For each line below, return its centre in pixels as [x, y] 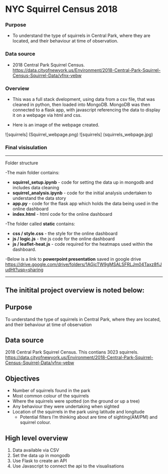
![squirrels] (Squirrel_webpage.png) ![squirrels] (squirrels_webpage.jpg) [79, 135]
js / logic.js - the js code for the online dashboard [63, 239]
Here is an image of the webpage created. [56, 125]
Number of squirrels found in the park [51, 391]
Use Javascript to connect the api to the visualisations [68, 466]
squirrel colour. [35, 423]
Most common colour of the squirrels [50, 396]
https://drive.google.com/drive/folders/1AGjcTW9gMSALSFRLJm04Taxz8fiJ [83, 264]
